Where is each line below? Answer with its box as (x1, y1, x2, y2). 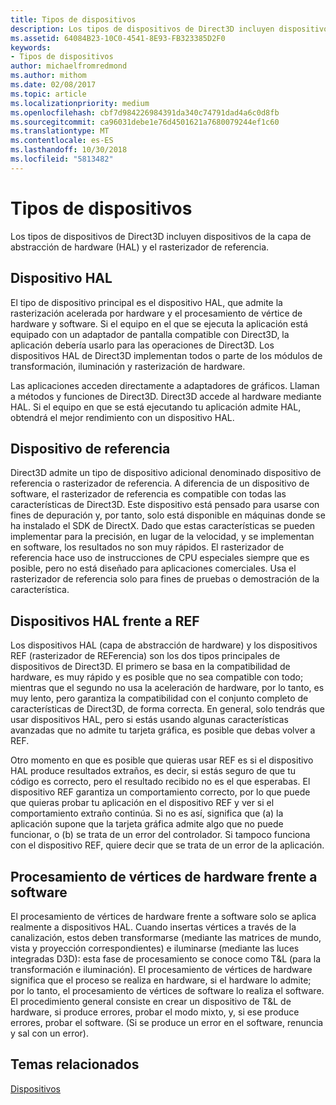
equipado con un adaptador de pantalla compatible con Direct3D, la (10, 328, 290, 340)
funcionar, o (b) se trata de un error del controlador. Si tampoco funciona (10, 829, 311, 841)
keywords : (10, 42, 52, 53)
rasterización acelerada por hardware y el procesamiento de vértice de (10, 307, 303, 319)
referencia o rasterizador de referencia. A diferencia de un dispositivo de (10, 477, 310, 490)
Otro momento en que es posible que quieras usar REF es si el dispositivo (10, 754, 314, 766)
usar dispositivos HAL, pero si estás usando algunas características (10, 714, 289, 726)
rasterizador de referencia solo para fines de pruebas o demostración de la (10, 573, 320, 585)
